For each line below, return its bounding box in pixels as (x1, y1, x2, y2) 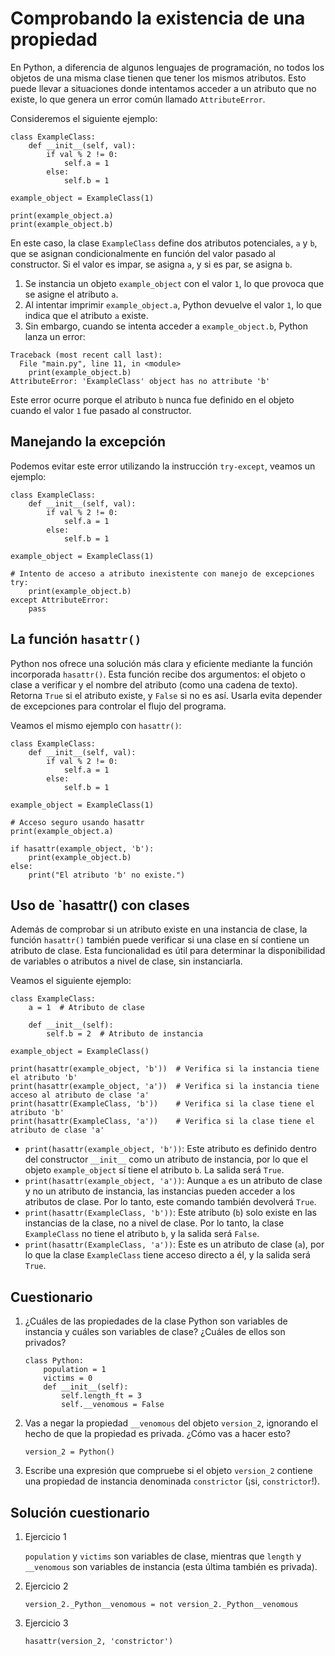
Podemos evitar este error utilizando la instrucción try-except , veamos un (10, 460, 316, 472)
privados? (24, 1337, 67, 1349)
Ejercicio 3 (24, 1617, 69, 1629)
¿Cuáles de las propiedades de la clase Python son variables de (24, 1315, 288, 1327)
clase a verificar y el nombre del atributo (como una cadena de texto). (10, 678, 298, 691)
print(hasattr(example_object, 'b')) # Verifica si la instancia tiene (10, 1064, 320, 1074)
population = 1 (43, 1365, 107, 1375)
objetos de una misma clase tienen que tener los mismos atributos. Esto (10, 72, 307, 84)
